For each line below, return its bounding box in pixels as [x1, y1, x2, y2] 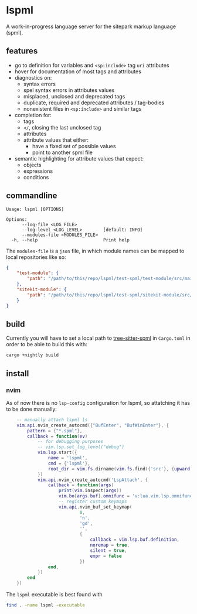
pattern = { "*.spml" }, [27, 428, 83, 434]
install [6, 369, 29, 378]
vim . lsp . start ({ [37, 449, 77, 456]
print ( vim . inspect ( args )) [58, 487, 122, 494]
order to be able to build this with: [6, 341, 87, 348]
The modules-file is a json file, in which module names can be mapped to [6, 247, 185, 254]
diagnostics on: [14, 74, 52, 81]
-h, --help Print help [11, 237, 130, 243]
